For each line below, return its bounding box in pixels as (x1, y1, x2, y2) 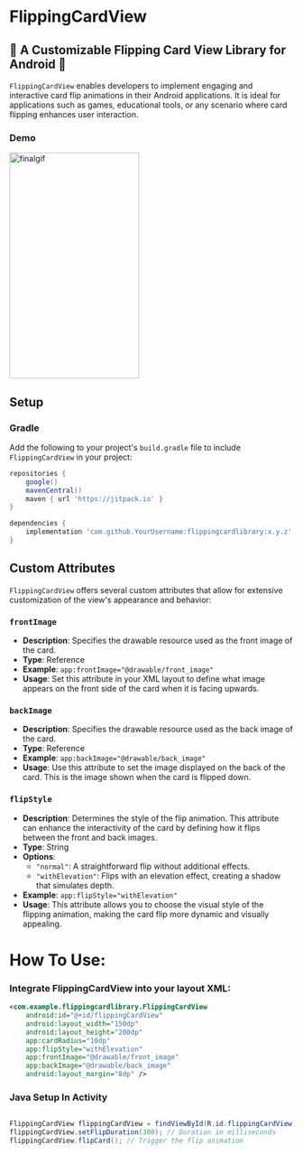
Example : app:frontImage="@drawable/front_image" (22, 664, 215, 675)
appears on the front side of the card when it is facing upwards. (22, 684, 260, 694)
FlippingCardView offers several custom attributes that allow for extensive (9, 584, 283, 595)
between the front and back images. (22, 832, 158, 842)
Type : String (22, 842, 69, 852)
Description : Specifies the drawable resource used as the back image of (22, 724, 293, 735)
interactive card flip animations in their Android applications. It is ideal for (9, 90, 281, 100)
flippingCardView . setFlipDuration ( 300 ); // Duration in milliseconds (9, 1128, 277, 1137)
